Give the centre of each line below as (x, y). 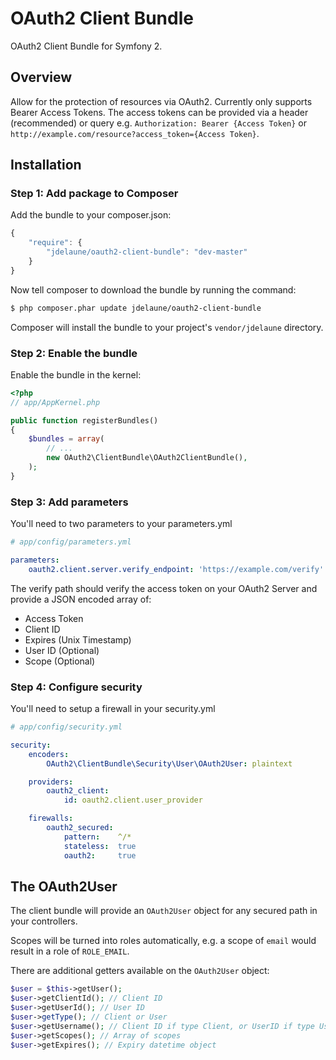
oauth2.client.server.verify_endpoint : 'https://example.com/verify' (176, 569)
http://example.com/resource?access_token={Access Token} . (135, 133)
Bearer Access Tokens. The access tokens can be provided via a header (159, 112)
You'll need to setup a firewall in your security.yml (113, 709)
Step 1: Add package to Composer (94, 194)
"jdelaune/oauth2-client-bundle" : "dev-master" (147, 252)
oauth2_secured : (80, 828)
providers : (51, 782)
